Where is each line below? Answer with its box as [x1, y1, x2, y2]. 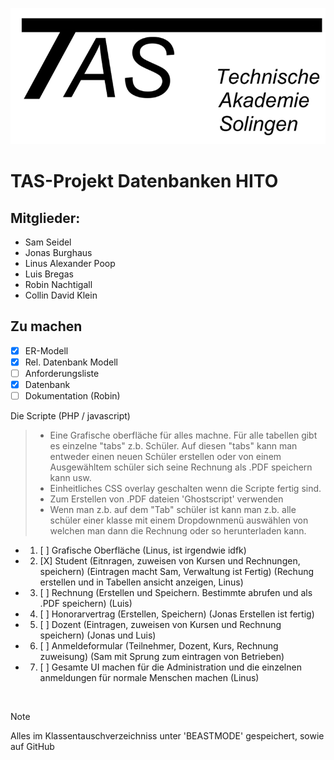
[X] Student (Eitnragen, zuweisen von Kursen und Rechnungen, [39, 555, 301, 567]
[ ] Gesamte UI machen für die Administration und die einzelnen [39, 661, 302, 673]
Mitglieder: [10, 209, 81, 227]
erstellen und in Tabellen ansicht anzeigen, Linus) [39, 576, 244, 588]
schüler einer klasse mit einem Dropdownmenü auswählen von [49, 514, 309, 527]
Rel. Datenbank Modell [24, 356, 118, 368]
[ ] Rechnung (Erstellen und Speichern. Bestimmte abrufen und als [39, 587, 313, 599]
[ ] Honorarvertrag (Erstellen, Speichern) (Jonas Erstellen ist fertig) [39, 608, 315, 620]
